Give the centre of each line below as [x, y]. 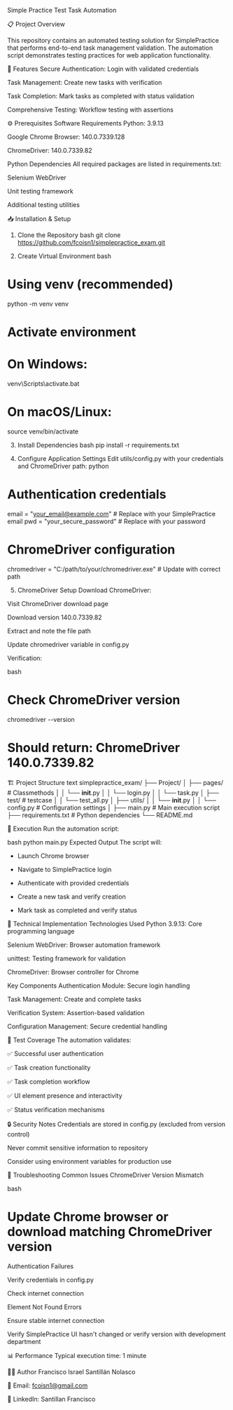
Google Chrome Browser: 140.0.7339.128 [66, 137]
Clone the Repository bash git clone [69, 235]
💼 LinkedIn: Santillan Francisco [51, 1399]
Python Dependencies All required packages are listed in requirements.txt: [114, 164]
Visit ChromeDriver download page [58, 603]
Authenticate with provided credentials [73, 882]
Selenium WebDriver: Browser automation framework [84, 945]
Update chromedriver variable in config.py [68, 644]
